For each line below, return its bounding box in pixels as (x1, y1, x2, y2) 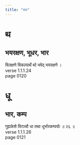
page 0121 (5, 134, 26, 140)
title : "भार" (5, 7, 30, 12)
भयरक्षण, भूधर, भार (5, 49, 49, 57)
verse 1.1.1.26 (5, 129, 32, 135)
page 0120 (5, 72, 27, 78)
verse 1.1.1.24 (5, 68, 32, 73)
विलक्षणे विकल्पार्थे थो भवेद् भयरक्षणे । (5, 62, 62, 68)
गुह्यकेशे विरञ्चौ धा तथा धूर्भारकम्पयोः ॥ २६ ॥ (5, 123, 75, 129)
